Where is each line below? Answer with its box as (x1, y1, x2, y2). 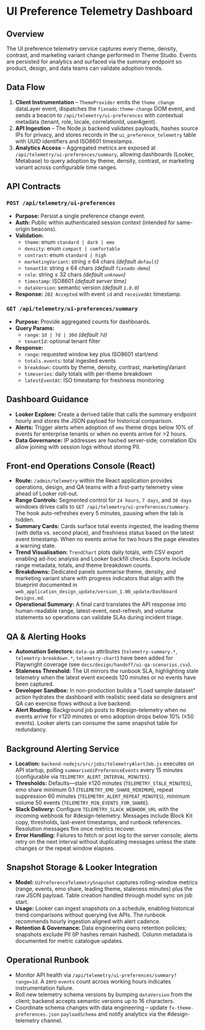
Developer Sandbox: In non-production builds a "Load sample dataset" (15, 687, 196, 694)
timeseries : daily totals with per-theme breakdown (24, 369, 152, 377)
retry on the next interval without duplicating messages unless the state (15, 838, 196, 846)
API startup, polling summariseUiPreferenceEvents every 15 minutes (15, 767, 184, 774)
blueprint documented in (15, 581, 78, 589)
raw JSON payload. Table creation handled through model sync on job (15, 892, 193, 899)
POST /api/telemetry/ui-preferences (6, 200, 116, 206)
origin (15, 225, 31, 232)
